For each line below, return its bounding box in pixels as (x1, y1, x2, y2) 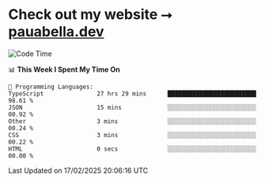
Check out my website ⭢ (8, 6, 172, 24)
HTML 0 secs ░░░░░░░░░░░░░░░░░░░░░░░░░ (8, 144, 257, 153)
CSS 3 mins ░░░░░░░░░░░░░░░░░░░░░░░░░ (8, 131, 257, 139)
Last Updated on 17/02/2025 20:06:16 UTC (8, 166, 149, 175)
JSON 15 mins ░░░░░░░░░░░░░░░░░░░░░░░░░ (8, 103, 257, 111)
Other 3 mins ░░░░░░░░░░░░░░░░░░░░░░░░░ (8, 117, 257, 125)
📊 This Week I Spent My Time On (8, 65, 120, 74)
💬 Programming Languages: (8, 83, 93, 91)
